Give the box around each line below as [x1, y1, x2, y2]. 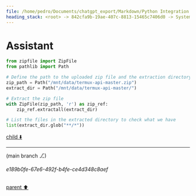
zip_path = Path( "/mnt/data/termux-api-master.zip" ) [6, 80, 137, 86]
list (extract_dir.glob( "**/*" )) [6, 123, 85, 128]
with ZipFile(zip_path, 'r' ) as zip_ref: [6, 101, 108, 107]
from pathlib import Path [6, 64, 69, 70]
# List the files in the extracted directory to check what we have [6, 117, 176, 123]
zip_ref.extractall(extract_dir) [16, 106, 98, 113]
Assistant [6, 39, 54, 52]
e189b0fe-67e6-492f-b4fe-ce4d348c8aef [6, 166, 108, 173]
